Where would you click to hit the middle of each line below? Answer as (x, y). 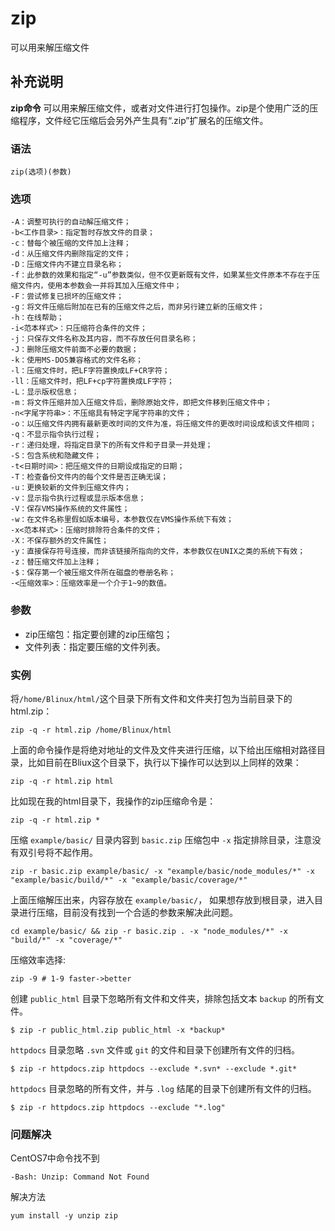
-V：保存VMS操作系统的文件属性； (70, 509)
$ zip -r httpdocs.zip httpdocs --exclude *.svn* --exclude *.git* (154, 1068)
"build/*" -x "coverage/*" (66, 940)
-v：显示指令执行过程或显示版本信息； (78, 498)
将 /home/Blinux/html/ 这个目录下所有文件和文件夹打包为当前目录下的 (151, 698)
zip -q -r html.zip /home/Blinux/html (91, 730)
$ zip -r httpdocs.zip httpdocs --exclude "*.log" (118, 1107)
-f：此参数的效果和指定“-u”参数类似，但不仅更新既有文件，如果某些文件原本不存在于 (161, 275)
